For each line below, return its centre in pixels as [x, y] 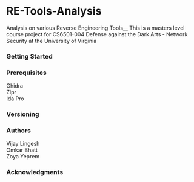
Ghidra [15, 86]
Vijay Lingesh [23, 144]
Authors [19, 130]
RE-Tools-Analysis [54, 11]
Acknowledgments [35, 172]
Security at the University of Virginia [52, 41]
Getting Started [29, 56]
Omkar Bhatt [22, 150]
